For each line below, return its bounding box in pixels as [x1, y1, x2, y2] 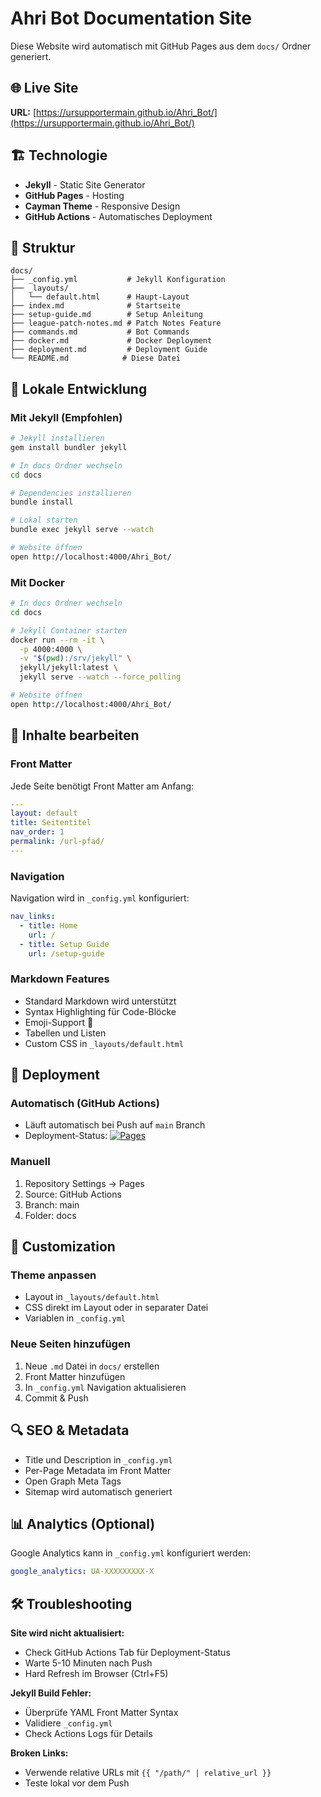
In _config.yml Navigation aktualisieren [24, 1381, 187, 1393]
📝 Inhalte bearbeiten [10, 727, 140, 744]
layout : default [10, 808, 78, 819]
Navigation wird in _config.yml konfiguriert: [10, 892, 190, 904]
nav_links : [10, 912, 56, 922]
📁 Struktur [10, 239, 76, 256]
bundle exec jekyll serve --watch [10, 525, 155, 535]
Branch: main [24, 1198, 80, 1211]
